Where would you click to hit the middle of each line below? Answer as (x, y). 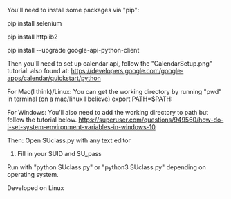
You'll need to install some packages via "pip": (73, 10)
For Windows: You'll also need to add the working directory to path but (108, 112)
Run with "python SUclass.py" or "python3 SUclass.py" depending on (107, 167)
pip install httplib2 (33, 37)
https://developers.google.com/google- (127, 71)
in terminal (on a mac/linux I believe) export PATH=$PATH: (90, 99)
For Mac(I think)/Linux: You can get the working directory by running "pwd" (114, 92)
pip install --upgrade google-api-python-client (73, 50)
